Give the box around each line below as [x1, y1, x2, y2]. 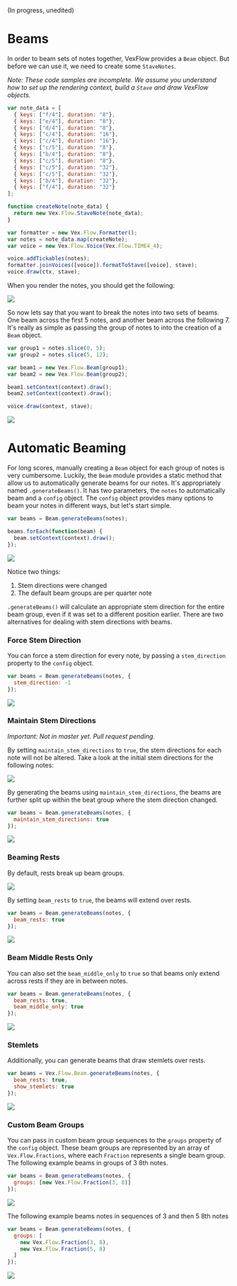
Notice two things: [7, 567, 61, 576]
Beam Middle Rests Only [7, 953, 93, 963]
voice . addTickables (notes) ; [7, 255, 91, 262]
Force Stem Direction [7, 635, 81, 645]
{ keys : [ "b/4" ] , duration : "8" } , [13, 151, 115, 158]
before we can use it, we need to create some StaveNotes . [7, 62, 176, 70]
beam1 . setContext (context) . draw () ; [7, 383, 112, 391]
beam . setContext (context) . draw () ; [13, 534, 115, 542]
